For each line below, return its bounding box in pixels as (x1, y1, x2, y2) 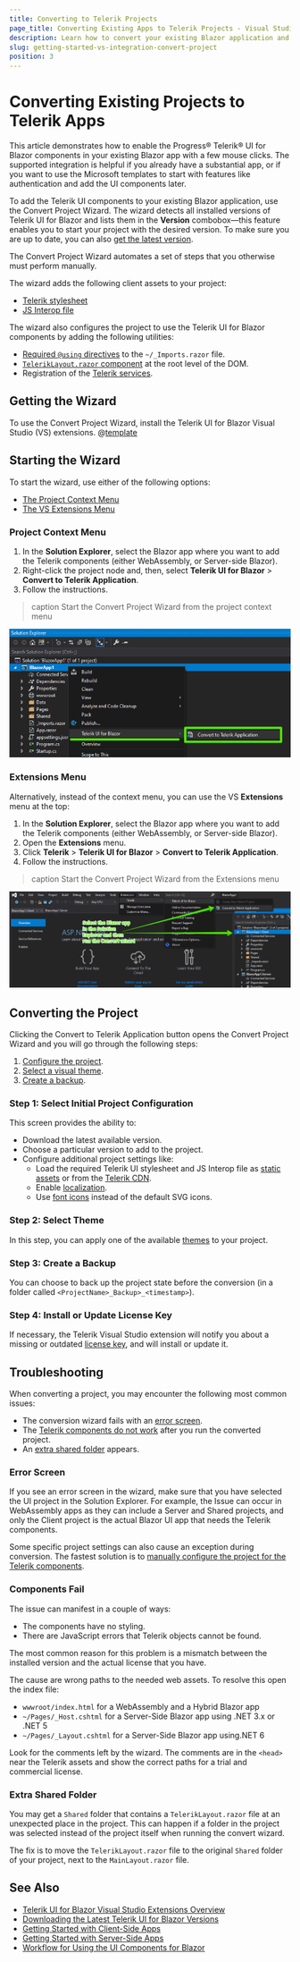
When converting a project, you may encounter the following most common (9, 1389, 287, 1400)
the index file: (9, 1684, 60, 1695)
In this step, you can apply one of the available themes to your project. (9, 1234, 269, 1245)
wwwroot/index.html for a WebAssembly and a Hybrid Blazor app (21, 1701, 261, 1712)
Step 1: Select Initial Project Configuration (9, 1096, 194, 1109)
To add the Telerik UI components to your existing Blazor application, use (9, 196, 279, 207)
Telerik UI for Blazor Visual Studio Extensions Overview (21, 1904, 226, 1915)
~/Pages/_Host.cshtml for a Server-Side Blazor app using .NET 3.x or (21, 1711, 275, 1721)
